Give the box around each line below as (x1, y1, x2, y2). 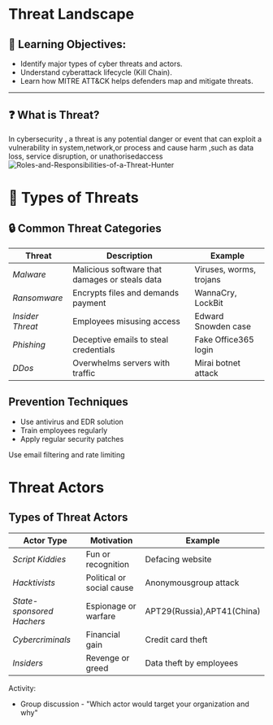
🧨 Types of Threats (8, 189, 140, 207)
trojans (194, 273, 221, 285)
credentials (72, 343, 115, 355)
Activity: (8, 683, 37, 692)
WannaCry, (194, 286, 237, 298)
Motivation (89, 535, 133, 546)
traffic (72, 367, 96, 378)
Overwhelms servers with (72, 357, 171, 369)
